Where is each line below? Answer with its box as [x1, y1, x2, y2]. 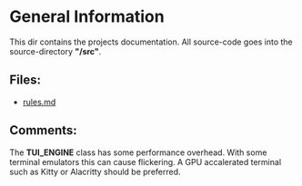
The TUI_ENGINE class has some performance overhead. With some [9, 147, 267, 158]
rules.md [22, 96, 56, 107]
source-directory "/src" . [9, 45, 102, 56]
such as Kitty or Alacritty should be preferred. [9, 166, 181, 177]
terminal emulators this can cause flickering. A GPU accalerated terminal [9, 156, 282, 167]
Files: [9, 73, 41, 88]
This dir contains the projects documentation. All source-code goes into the [9, 36, 293, 47]
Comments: [9, 122, 77, 138]
